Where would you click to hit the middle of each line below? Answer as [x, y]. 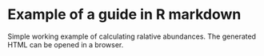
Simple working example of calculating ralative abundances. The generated [132, 36]
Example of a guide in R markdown [124, 15]
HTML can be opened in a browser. [66, 44]
